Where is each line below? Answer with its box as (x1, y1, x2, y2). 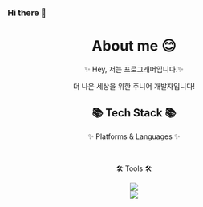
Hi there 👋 (7, 7, 47, 18)
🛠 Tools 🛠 (116, 164, 152, 173)
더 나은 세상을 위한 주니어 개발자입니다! (72, 81, 196, 91)
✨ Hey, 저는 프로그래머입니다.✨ (84, 64, 184, 74)
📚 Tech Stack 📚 (91, 106, 177, 120)
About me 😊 (91, 37, 177, 55)
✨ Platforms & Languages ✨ (87, 132, 181, 141)
